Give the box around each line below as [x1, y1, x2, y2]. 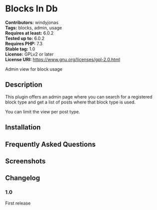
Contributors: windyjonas [5, 19, 59, 25]
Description [5, 81, 42, 89]
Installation [5, 123, 41, 132]
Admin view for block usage [5, 66, 63, 72]
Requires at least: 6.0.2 [5, 30, 54, 36]
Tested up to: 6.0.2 [5, 35, 45, 41]
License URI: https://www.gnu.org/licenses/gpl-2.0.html [5, 56, 121, 62]
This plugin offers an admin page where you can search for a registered [5, 94, 153, 100]
